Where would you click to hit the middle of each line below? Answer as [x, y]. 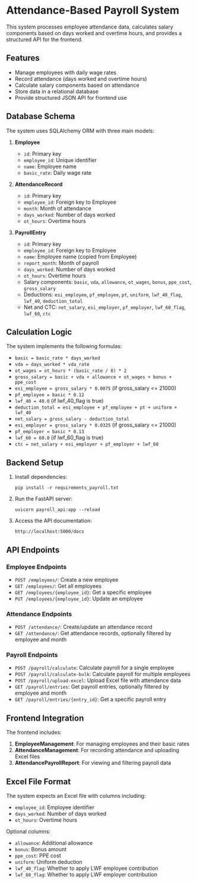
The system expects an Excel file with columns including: [76, 796]
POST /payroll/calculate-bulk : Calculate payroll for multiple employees [103, 674]
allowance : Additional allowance [54, 843]
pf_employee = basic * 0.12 [49, 395]
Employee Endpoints [36, 567]
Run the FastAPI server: [44, 499]
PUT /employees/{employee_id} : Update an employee [79, 598]
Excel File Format [39, 782]
